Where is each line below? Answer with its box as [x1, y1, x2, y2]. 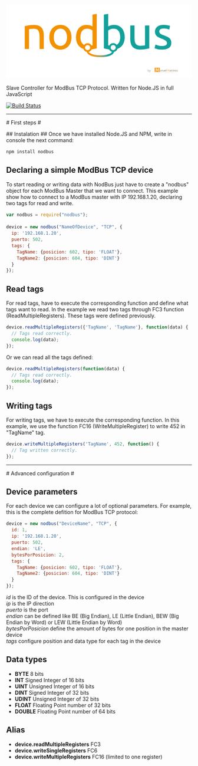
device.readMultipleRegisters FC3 [14, 741, 101, 748]
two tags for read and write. [6, 199, 74, 206]
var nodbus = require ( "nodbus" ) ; [6, 212, 88, 218]
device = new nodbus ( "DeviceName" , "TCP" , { [6, 521, 117, 527]
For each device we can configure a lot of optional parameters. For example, [6, 502, 192, 509]
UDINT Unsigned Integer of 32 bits [14, 695, 100, 702]
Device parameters [6, 486, 78, 497]
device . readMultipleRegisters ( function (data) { [6, 366, 126, 372]
